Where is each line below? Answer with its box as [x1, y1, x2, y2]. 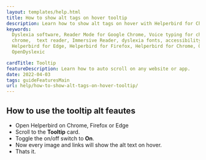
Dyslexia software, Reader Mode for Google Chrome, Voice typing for [12, 32, 193, 38]
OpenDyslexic [12, 49, 45, 55]
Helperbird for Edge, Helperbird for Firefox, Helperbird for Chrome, [12, 44, 196, 50]
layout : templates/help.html [6, 9, 81, 15]
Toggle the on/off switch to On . [15, 134, 94, 142]
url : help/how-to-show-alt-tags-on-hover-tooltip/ [6, 83, 139, 89]
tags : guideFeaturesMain [6, 77, 70, 83]
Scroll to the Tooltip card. [15, 128, 80, 135]
